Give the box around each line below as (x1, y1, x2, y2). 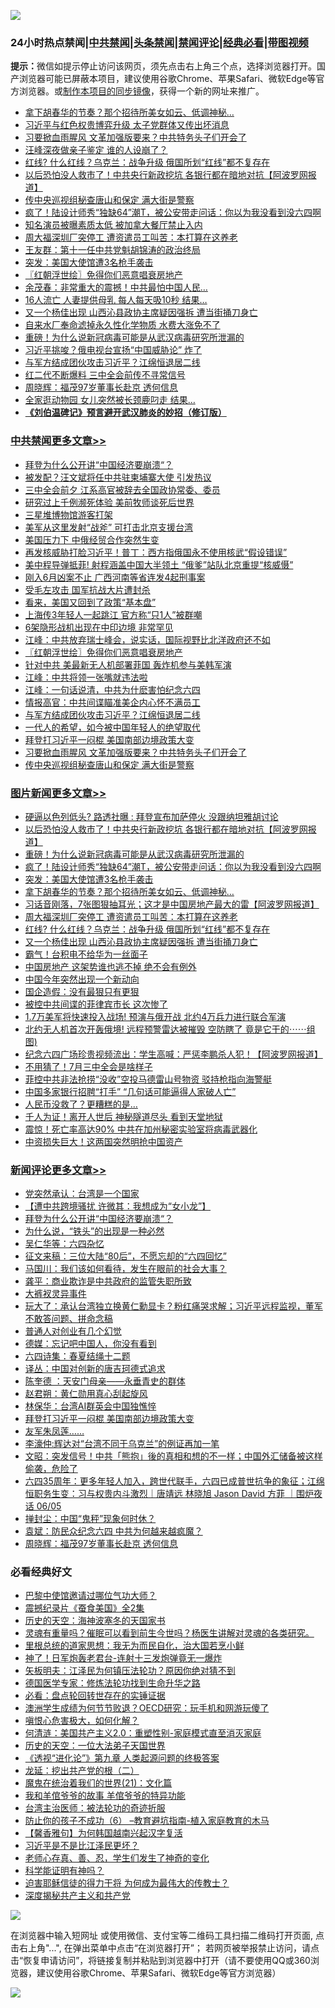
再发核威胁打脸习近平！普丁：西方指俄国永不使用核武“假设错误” (24, 546, 288, 558)
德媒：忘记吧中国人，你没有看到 (24, 1338, 157, 1350)
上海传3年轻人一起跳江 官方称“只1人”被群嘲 (24, 608, 203, 620)
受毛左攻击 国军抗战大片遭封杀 (24, 583, 151, 595)
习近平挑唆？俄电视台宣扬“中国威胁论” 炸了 (24, 344, 203, 356)
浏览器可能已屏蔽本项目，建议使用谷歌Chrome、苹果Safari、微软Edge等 (18, 73, 317, 85)
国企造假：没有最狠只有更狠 (24, 985, 140, 997)
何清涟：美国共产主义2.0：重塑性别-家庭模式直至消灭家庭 (24, 1727, 262, 1739)
